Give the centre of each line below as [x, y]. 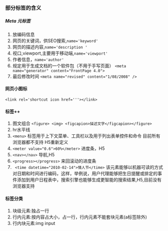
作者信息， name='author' [38, 59]
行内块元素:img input [34, 223]
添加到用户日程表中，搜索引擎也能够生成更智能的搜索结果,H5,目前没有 [89, 180]
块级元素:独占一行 [31, 210]
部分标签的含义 [23, 8]
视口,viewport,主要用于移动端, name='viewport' [60, 53]
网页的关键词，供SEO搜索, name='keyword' [55, 41]
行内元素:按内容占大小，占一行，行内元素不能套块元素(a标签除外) [79, 217]
